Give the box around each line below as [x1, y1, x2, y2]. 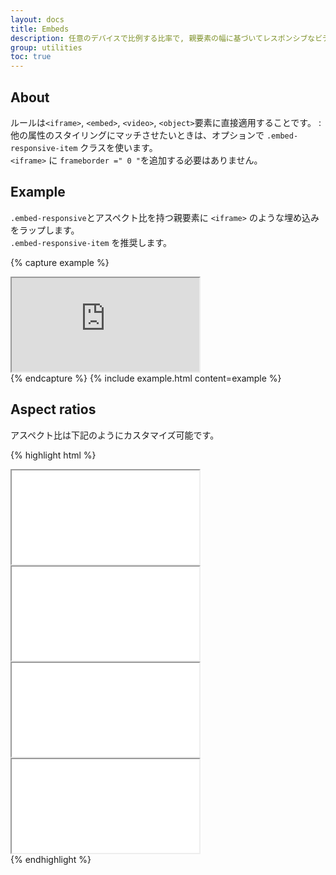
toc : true [10, 52, 52, 62]
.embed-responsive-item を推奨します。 [10, 236, 173, 248]
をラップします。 [10, 224, 80, 236]
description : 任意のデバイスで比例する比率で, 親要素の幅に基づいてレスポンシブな [10, 33, 316, 43]
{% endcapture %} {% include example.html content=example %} [10, 372, 282, 384]
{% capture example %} [10, 256, 110, 268]
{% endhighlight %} [10, 853, 92, 865]
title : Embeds [10, 24, 70, 34]
